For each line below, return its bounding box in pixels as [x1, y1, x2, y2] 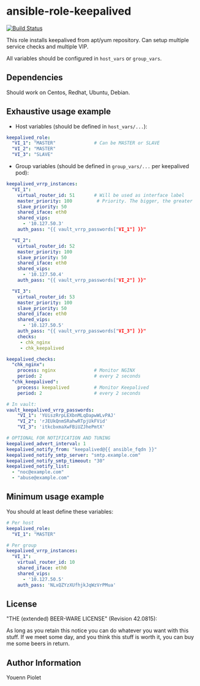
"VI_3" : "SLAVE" [12, 152, 53, 158]
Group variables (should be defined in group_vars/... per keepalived [15, 163, 190, 170]
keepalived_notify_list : [6, 463, 70, 470]
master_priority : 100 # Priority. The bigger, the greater [17, 197, 193, 204]
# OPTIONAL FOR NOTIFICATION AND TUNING [6, 435, 111, 441]
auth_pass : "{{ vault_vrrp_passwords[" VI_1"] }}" [17, 226, 147, 233]
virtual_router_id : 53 [17, 293, 75, 300]
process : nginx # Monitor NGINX [17, 367, 136, 374]
